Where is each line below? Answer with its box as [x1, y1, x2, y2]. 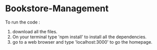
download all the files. [12, 28, 58, 34]
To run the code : [5, 19, 41, 25]
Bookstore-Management [5, 3, 109, 14]
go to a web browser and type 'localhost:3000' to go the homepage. [12, 39, 153, 45]
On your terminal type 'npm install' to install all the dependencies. [12, 34, 147, 40]
